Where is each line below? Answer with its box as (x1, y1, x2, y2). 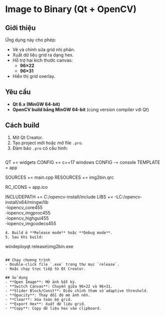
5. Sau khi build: (5, 235, 43, 240)
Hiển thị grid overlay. (12, 73, 55, 79)
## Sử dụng (5, 275, 28, 280)
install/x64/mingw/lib (5, 199, 49, 205)
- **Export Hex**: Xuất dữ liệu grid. (5, 301, 86, 306)
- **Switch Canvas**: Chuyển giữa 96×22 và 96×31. (5, 284, 113, 289)
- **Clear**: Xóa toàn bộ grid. (5, 297, 72, 302)
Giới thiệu (5, 24, 36, 32)
